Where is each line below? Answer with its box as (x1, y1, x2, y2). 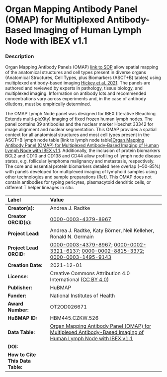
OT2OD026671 (50, 303, 87, 310)
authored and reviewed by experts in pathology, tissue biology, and (5, 85, 143, 91)
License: (7, 273, 28, 280)
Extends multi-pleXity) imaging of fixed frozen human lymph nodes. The (5, 116, 153, 122)
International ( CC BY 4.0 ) (50, 276, 109, 283)
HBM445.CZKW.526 (50, 314, 99, 321)
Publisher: (7, 284, 32, 291)
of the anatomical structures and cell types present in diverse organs (5, 70, 147, 75)
